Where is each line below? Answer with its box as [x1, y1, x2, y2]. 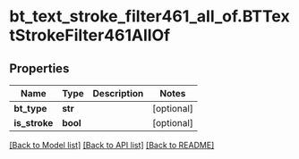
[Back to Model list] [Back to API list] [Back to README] [9, 140, 215, 150]
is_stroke [13, 117, 54, 129]
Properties [9, 61, 70, 76]
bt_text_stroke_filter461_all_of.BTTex [9, 6, 290, 27]
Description [92, 88, 144, 99]
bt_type [13, 103, 47, 114]
